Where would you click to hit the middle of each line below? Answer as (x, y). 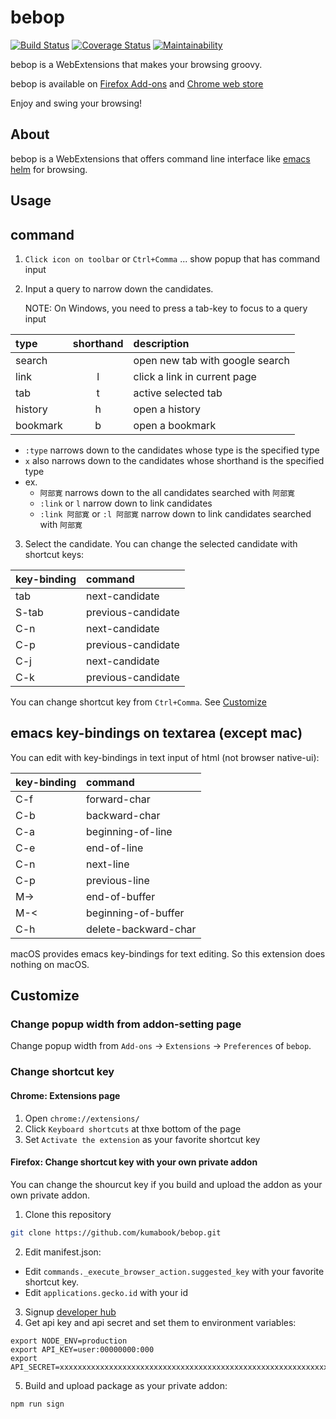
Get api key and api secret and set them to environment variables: (160, 1322)
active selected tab (178, 393)
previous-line (118, 880)
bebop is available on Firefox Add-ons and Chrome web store (137, 83)
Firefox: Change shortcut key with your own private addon (134, 1162)
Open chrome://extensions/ (82, 1118)
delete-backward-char (141, 929)
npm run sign (37, 1404)
